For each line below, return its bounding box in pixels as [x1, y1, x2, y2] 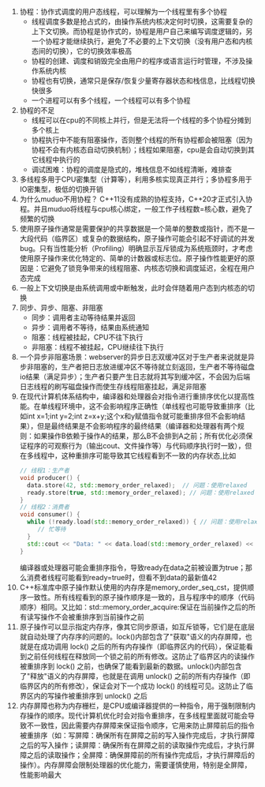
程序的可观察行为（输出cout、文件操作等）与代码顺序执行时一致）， [26, 441, 246, 450]
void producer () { [19, 474, 80, 482]
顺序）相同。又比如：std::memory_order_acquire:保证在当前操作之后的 [19, 602, 249, 612]
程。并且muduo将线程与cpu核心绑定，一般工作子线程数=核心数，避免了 [19, 204, 253, 213]
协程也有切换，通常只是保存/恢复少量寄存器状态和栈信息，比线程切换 [31, 76, 256, 85]
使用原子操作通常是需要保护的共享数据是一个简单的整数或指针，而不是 [19, 224, 248, 233]
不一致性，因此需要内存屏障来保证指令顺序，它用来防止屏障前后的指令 [26, 721, 255, 730]
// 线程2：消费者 [19, 504, 69, 512]
